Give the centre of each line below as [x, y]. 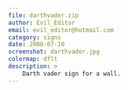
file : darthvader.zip [44, 15]
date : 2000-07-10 [37, 45]
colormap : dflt [33, 59]
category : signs [35, 37]
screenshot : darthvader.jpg [54, 52]
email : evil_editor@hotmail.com [61, 30]
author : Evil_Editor [42, 23]
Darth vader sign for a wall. [72, 74]
